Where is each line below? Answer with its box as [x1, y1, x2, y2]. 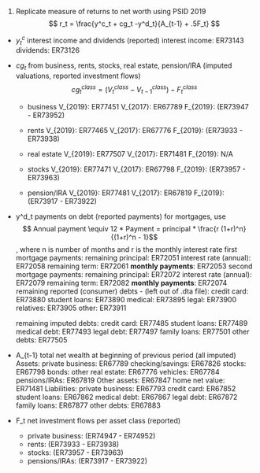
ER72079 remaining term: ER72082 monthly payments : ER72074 [15, 278, 228, 287]
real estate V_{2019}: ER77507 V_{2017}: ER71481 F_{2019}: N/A [27, 149, 234, 158]
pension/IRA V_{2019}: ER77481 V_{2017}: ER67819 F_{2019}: [27, 188, 225, 198]
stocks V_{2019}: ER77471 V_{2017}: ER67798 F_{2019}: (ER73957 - [27, 164, 246, 174]
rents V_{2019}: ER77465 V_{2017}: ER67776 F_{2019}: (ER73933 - [27, 125, 243, 135]
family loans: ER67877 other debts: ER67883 [15, 401, 162, 410]
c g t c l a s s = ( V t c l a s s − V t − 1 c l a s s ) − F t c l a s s [71, 83, 198, 96]
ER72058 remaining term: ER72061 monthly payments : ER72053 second [15, 261, 253, 271]
